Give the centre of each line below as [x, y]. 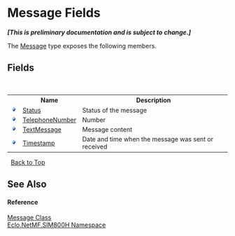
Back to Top [28, 162]
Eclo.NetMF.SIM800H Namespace [57, 225]
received [95, 147]
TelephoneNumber [50, 120]
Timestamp [39, 143]
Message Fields [54, 13]
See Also [27, 185]
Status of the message [114, 110]
